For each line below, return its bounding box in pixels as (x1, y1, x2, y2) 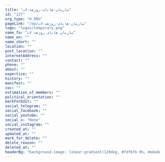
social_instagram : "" (5, 122, 50, 127)
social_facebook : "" (5, 108, 48, 114)
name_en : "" (5, 35, 29, 40)
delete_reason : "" (5, 140, 43, 146)
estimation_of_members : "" (5, 90, 60, 95)
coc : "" (5, 85, 21, 90)
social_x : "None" (5, 117, 41, 122)
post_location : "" (5, 48, 43, 53)
